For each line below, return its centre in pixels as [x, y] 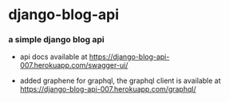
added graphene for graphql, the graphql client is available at [120, 80]
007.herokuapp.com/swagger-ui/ [74, 65]
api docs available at [53, 57]
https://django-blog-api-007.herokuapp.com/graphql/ [108, 89]
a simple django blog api [57, 40]
